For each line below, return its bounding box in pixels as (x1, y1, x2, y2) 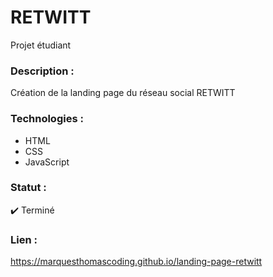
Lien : (10, 232, 38, 246)
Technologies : (10, 112, 84, 126)
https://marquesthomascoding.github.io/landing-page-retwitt (10, 256, 263, 268)
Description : (10, 64, 75, 78)
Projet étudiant (10, 39, 72, 51)
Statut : (10, 181, 47, 195)
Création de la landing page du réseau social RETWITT (10, 87, 236, 99)
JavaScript (24, 156, 70, 168)
